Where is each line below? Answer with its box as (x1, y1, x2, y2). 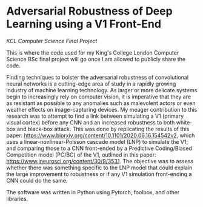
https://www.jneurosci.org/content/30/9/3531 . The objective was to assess (6, 157, 194, 165)
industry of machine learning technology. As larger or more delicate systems (6, 86, 198, 93)
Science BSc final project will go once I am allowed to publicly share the (6, 55, 186, 63)
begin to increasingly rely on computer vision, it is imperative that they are (6, 93, 191, 100)
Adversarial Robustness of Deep (6, 4, 173, 18)
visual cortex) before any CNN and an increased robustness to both (6, 118, 175, 126)
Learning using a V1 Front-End (6, 17, 162, 31)
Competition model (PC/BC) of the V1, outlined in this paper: (6, 151, 156, 158)
